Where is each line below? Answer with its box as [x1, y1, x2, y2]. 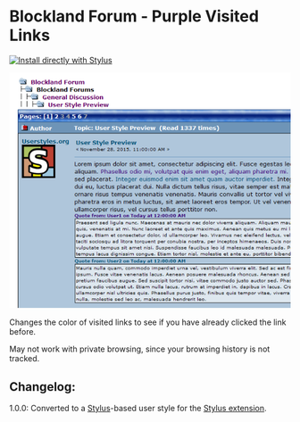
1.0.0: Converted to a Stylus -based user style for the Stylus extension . [9, 403, 267, 414]
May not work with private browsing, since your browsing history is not [9, 343, 271, 354]
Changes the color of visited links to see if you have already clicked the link [9, 317, 287, 327]
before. [9, 327, 37, 337]
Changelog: [9, 379, 76, 394]
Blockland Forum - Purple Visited [9, 6, 259, 27]
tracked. [9, 353, 40, 364]
